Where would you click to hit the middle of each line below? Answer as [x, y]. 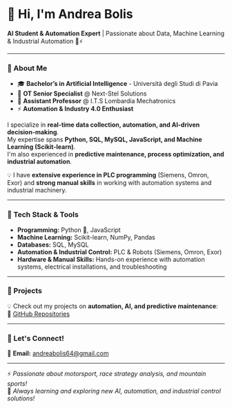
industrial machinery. [37, 190]
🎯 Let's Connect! [36, 338]
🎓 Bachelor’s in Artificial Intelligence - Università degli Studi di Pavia [117, 84]
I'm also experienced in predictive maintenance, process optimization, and [116, 154]
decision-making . [33, 132]
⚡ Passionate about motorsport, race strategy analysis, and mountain [107, 374]
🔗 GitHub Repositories [39, 314]
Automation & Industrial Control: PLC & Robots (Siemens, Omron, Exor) [119, 251]
